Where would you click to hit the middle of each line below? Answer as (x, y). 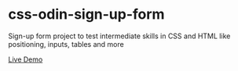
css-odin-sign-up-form (86, 14)
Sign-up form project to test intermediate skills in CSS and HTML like (119, 36)
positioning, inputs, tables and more (66, 44)
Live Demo (26, 59)
